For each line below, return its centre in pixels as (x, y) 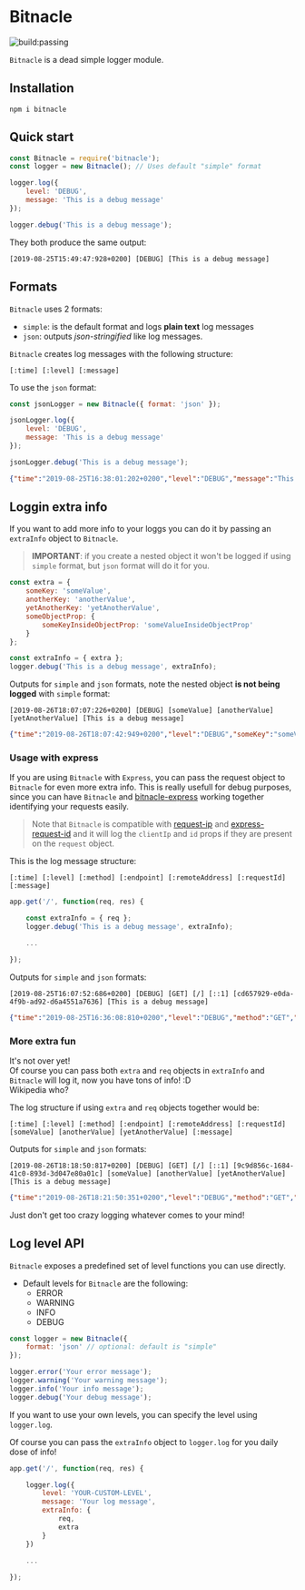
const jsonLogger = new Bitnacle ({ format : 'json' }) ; (115, 404)
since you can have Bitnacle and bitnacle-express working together (137, 797)
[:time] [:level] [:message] (64, 371)
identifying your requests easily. (69, 807)
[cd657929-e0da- (264, 994)
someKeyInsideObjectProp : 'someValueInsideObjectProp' (148, 625)
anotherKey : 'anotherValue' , (81, 600)
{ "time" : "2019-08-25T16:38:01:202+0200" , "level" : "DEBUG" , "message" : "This (152, 479)
